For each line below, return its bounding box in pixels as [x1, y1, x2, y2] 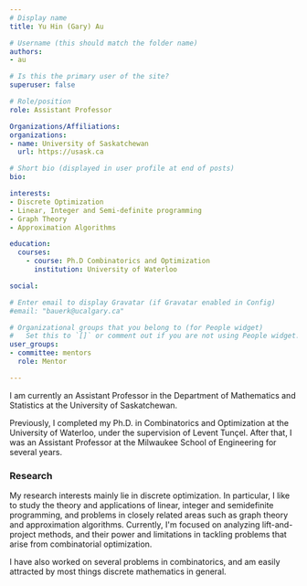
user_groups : [9, 340, 59, 349]
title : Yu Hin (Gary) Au [9, 22, 104, 31]
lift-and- [261, 519, 293, 530]
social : [9, 281, 39, 291]
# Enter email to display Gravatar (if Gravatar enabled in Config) [9, 298, 276, 307]
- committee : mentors [9, 348, 92, 357]
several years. [9, 446, 62, 457]
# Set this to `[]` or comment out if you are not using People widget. [9, 331, 301, 341]
